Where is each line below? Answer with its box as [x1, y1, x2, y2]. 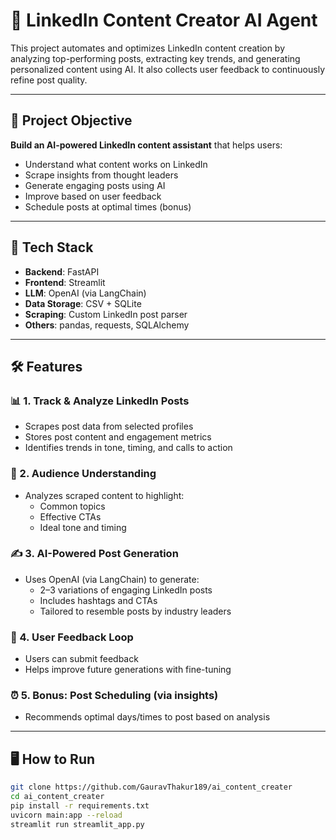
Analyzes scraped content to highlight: [24, 489, 185, 501]
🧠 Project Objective [10, 112, 133, 129]
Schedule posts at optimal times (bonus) [24, 200, 192, 213]
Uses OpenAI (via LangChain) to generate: [24, 573, 200, 585]
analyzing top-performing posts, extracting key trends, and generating [10, 52, 301, 64]
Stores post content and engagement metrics [24, 431, 212, 443]
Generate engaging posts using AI [24, 179, 166, 191]
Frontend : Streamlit [24, 276, 106, 288]
